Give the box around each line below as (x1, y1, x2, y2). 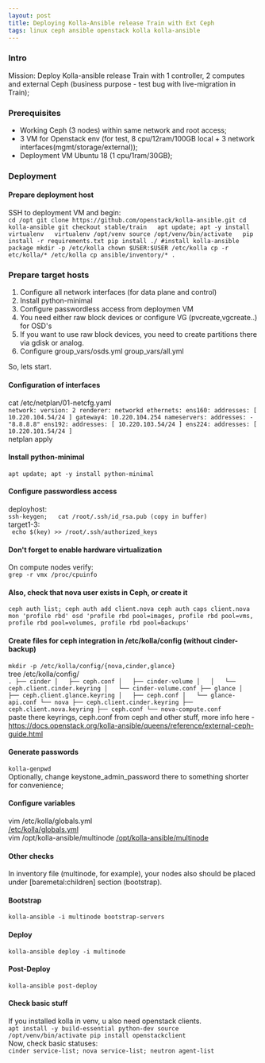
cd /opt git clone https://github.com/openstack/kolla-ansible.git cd (8, 216, 247, 225)
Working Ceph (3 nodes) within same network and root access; (19, 125, 228, 135)
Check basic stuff (8, 999, 68, 1008)
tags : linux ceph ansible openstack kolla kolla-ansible (8, 26, 201, 34)
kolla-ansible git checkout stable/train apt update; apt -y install (8, 223, 250, 231)
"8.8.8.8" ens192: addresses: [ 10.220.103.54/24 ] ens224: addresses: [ (8, 420, 258, 428)
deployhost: (8, 504, 48, 513)
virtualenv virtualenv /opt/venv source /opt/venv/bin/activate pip (8, 230, 254, 238)
